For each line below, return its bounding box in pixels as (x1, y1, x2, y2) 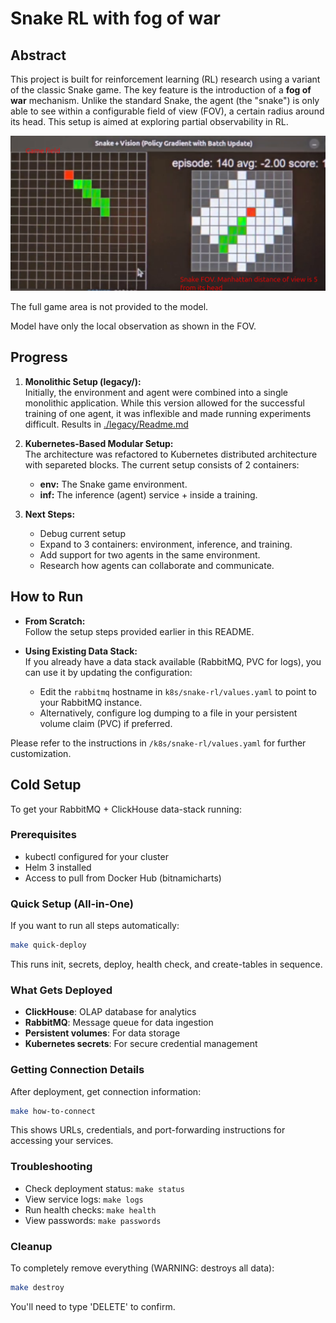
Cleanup (10, 1239, 53, 1253)
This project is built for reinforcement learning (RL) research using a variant (10, 73, 321, 85)
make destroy (10, 1283, 65, 1293)
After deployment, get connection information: (10, 1085, 202, 1097)
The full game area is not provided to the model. (10, 301, 209, 313)
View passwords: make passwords (24, 1214, 162, 1226)
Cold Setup (10, 777, 82, 794)
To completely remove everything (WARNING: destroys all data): (10, 1262, 275, 1274)
